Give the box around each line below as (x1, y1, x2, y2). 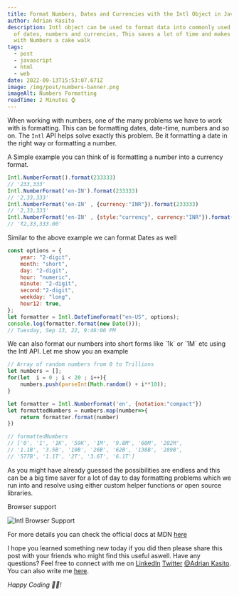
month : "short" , (20, 260, 69, 267)
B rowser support (7, 502, 57, 510)
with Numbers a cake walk (14, 37, 91, 44)
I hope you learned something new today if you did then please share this (7, 543, 223, 553)
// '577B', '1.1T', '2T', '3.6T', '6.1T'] (7, 453, 135, 460)
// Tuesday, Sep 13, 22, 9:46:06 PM (7, 327, 116, 334)
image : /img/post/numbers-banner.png (7, 83, 119, 91)
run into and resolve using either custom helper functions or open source (7, 481, 222, 489)
